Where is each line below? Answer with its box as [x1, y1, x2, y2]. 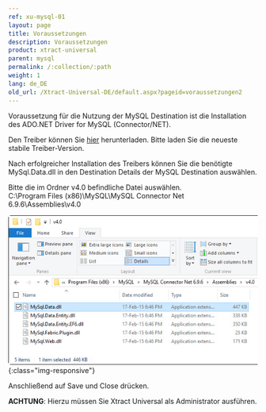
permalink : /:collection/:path [8, 64, 112, 71]
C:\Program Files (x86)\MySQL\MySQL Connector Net [8, 191, 184, 200]
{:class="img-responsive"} [8, 365, 96, 375]
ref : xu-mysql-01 [8, 13, 66, 21]
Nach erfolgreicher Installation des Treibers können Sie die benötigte [8, 159, 233, 168]
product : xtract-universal [8, 46, 97, 55]
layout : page [8, 21, 51, 29]
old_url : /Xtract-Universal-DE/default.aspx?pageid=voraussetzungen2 [8, 88, 243, 96]
